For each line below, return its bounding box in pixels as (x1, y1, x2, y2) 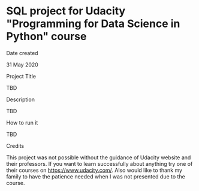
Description (6, 96, 35, 103)
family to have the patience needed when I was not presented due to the (6, 172, 186, 180)
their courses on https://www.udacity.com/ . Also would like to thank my (6, 166, 183, 174)
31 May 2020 (6, 61, 39, 68)
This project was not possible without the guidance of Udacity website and (6, 154, 191, 161)
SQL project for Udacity (6, 4, 126, 18)
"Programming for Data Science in (6, 17, 180, 31)
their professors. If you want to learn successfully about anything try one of (6, 160, 193, 167)
